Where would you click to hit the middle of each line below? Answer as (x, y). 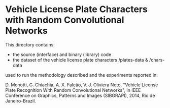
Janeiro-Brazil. (21, 101)
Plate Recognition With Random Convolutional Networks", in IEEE (73, 90)
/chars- (157, 60)
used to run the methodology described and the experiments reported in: (82, 75)
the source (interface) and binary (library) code (62, 55)
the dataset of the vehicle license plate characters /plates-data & (80, 60)
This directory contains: (30, 44)
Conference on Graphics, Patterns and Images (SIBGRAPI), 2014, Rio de (80, 95)
